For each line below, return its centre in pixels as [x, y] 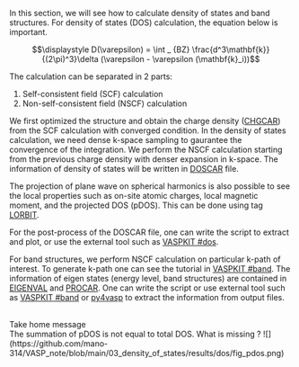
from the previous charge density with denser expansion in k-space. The [144, 159]
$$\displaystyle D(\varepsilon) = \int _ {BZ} [111, 49]
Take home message [48, 324]
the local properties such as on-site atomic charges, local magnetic [134, 196]
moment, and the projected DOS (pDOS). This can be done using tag [136, 205]
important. [28, 32]
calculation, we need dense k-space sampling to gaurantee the [126, 140]
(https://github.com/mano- [59, 344]
